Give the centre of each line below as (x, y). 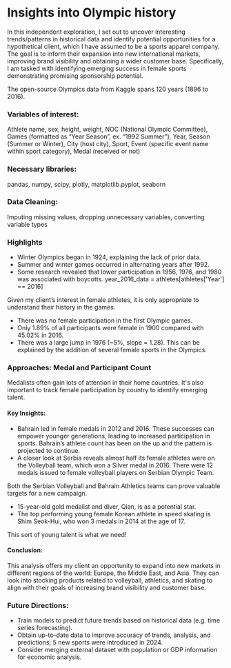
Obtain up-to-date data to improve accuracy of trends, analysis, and (114, 635)
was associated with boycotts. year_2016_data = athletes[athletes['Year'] (121, 279)
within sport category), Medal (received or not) (74, 151)
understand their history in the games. (61, 307)
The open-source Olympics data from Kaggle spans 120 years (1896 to (108, 89)
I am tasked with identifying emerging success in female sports (97, 68)
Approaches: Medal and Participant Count (79, 368)
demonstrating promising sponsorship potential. (75, 75)
